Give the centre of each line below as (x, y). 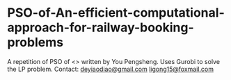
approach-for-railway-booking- (101, 27)
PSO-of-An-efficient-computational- (116, 13)
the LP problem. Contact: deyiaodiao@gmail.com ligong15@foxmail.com (111, 69)
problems (35, 42)
